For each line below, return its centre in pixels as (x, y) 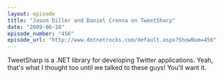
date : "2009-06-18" (36, 27)
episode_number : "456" (41, 34)
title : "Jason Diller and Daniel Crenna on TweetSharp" (91, 20)
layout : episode (31, 14)
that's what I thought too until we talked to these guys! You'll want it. (107, 68)
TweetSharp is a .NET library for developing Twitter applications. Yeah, (110, 60)
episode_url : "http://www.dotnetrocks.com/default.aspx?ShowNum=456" (112, 40)
